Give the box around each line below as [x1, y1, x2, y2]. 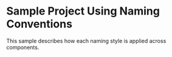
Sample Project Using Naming [6, 4, 160, 18]
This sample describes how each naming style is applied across [6, 37, 167, 44]
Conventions [6, 17, 73, 31]
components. [6, 44, 40, 51]
